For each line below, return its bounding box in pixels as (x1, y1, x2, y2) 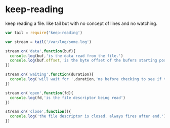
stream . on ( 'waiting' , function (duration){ (5, 72, 94, 77)
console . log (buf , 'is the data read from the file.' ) (10, 53, 123, 58)
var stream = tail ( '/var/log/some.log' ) (5, 39, 92, 44)
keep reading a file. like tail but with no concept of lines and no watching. (5, 20, 158, 26)
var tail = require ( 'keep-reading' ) (5, 30, 82, 35)
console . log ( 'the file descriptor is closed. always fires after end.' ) (10, 114, 166, 119)
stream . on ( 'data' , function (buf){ (5, 48, 76, 54)
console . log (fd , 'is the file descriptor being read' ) (10, 95, 125, 100)
